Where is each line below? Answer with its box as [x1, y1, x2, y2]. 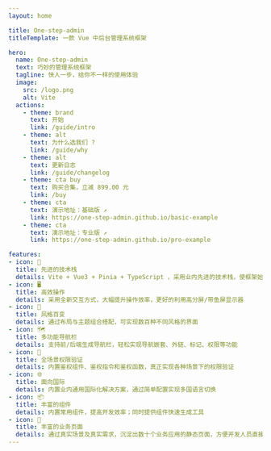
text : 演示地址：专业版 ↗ [29, 228, 107, 236]
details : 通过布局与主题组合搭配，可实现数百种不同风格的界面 [15, 318, 199, 327]
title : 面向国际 [15, 378, 66, 386]
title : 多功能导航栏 [15, 332, 77, 341]
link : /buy [29, 191, 67, 199]
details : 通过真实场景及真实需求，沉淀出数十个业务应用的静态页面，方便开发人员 [15, 431, 252, 439]
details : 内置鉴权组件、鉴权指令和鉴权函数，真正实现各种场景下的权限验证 [15, 363, 235, 371]
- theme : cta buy [23, 176, 81, 184]
